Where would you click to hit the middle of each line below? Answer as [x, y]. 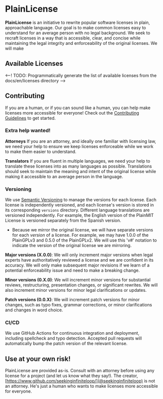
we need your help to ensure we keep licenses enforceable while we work [79, 146]
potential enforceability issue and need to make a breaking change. [72, 270]
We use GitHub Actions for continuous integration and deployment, [72, 333]
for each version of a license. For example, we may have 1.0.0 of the [80, 235]
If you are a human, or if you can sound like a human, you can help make [78, 108]
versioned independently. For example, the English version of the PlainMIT [80, 215]
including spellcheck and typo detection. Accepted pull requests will [73, 338]
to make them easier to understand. [41, 152]
